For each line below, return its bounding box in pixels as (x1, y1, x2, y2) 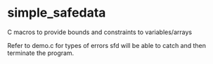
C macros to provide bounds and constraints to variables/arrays (7, 28, 192, 36)
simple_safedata (7, 5, 106, 21)
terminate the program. (7, 49, 75, 57)
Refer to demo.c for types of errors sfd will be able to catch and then (7, 41, 206, 49)
